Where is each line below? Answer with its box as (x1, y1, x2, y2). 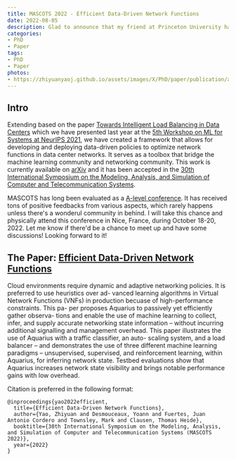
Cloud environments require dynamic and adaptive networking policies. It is (7, 282, 226, 289)
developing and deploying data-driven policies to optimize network (7, 143, 202, 151)
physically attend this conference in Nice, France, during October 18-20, (7, 216, 216, 225)
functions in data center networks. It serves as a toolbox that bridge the (7, 151, 215, 159)
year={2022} (13, 441, 49, 448)
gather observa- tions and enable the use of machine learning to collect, (7, 311, 217, 320)
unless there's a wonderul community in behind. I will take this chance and (7, 209, 223, 217)
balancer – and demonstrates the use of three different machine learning (7, 341, 218, 349)
